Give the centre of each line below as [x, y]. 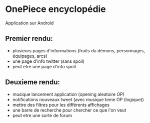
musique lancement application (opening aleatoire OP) [68, 94]
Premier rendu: [29, 39]
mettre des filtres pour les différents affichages [61, 105]
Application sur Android [29, 23]
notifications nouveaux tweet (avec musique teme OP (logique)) [78, 99]
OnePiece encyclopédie [55, 9]
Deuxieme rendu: [32, 82]
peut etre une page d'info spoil [44, 66]
